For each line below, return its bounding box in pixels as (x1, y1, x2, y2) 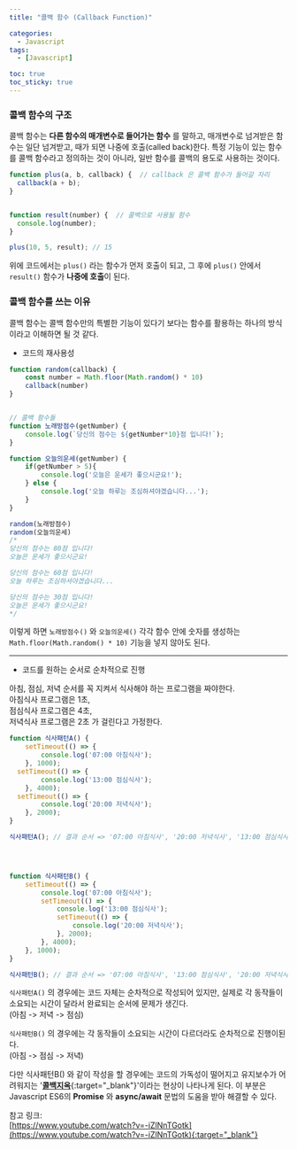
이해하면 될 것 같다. (32, 329, 99, 339)
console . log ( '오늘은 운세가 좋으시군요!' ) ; (41, 470, 183, 479)
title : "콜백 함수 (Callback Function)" (9, 12, 153, 22)
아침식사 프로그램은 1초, (9, 695, 91, 705)
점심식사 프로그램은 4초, (9, 705, 93, 716)
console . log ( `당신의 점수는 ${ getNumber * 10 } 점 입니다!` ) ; (25, 430, 225, 439)
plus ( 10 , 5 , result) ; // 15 (9, 243, 113, 252)
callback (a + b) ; (17, 179, 81, 188)
